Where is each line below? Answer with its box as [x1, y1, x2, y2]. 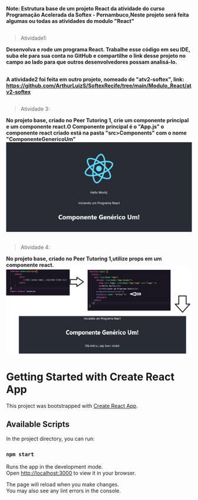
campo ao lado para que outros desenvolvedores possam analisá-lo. [6, 58, 178, 66]
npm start [6, 451, 34, 457]
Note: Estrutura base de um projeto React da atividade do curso [6, 5, 165, 12]
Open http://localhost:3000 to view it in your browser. [6, 469, 137, 476]
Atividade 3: [20, 106, 50, 113]
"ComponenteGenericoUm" [6, 136, 76, 143]
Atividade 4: [20, 243, 50, 250]
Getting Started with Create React [6, 370, 175, 384]
